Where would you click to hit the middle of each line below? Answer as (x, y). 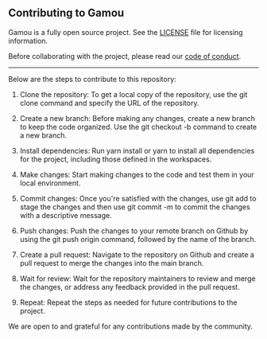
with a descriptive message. (66, 215)
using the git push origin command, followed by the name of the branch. (138, 239)
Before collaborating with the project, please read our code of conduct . (125, 56)
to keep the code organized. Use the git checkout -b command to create (138, 127)
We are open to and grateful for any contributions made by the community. (130, 326)
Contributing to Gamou (66, 13)
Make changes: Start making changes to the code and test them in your (137, 174)
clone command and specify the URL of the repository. (109, 103)
